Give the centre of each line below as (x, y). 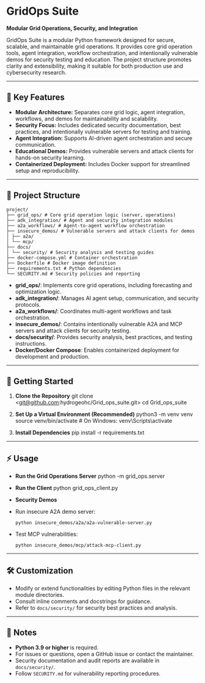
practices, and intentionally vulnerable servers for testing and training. (103, 131)
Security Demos (36, 500)
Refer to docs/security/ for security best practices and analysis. (96, 608)
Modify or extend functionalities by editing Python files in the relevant (103, 588)
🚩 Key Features (36, 97)
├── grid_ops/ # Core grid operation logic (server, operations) (91, 215)
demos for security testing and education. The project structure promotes (99, 59)
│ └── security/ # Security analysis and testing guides (80, 252)
